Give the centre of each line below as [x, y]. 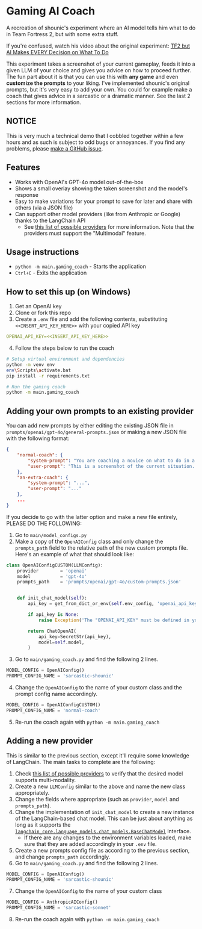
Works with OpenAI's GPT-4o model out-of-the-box [79, 182]
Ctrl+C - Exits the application [51, 273]
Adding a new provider [50, 741]
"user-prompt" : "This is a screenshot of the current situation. [112, 466]
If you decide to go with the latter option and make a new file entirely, [92, 517]
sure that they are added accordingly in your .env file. [90, 844]
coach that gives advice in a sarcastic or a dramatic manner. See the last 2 [98, 96]
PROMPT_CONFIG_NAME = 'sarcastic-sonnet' [59, 908]
